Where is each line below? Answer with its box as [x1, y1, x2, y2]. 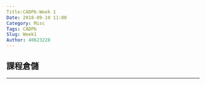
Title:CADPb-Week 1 [6, 8, 56, 15]
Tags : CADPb [6, 25, 37, 32]
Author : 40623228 [6, 37, 51, 43]
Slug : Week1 [6, 32, 37, 38]
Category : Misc [6, 20, 45, 26]
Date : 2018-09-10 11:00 [6, 15, 67, 21]
